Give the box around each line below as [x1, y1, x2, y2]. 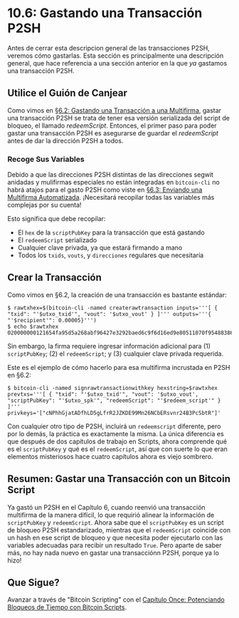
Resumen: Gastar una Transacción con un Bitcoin [7, 473, 231, 485]
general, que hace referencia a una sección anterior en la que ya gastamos [7, 58, 228, 67]
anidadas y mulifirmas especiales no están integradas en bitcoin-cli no [7, 178, 221, 187]
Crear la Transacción [7, 272, 102, 284]
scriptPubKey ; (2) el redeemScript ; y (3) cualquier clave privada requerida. [7, 349, 224, 358]
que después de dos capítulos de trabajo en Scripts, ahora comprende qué [7, 437, 228, 446]
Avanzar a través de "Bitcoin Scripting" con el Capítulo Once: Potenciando [7, 595, 225, 604]
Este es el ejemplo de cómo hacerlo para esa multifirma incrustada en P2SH [7, 363, 230, 371]
